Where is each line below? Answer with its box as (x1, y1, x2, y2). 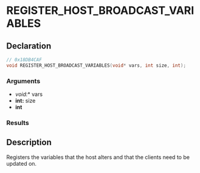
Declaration (6, 41, 52, 51)
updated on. (6, 160, 37, 167)
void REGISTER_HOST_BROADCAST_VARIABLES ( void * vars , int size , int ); (6, 62, 187, 69)
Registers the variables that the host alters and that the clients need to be (6, 153, 190, 161)
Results (6, 118, 29, 127)
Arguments (6, 76, 41, 85)
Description (6, 137, 52, 148)
